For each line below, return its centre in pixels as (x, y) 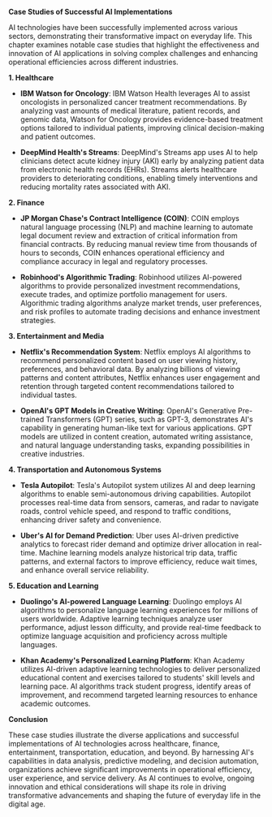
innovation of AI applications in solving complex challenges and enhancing (133, 53)
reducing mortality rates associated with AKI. (95, 187)
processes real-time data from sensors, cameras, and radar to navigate (139, 502)
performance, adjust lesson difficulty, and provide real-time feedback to (140, 627)
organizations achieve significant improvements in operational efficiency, (131, 769)
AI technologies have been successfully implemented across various (123, 27)
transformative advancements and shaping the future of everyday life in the (135, 795)
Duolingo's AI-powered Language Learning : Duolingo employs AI (131, 601)
